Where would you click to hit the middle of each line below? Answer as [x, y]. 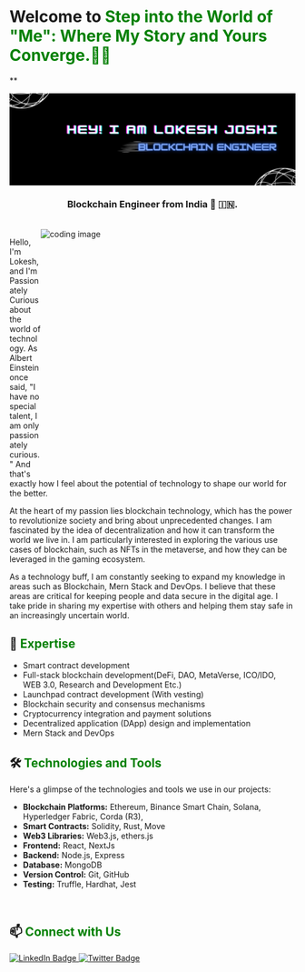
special [23, 406]
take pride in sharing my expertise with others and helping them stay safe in [151, 606]
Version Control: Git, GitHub [76, 875]
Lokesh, [24, 261]
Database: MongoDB [62, 865]
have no [25, 396]
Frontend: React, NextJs [69, 846]
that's [20, 474]
